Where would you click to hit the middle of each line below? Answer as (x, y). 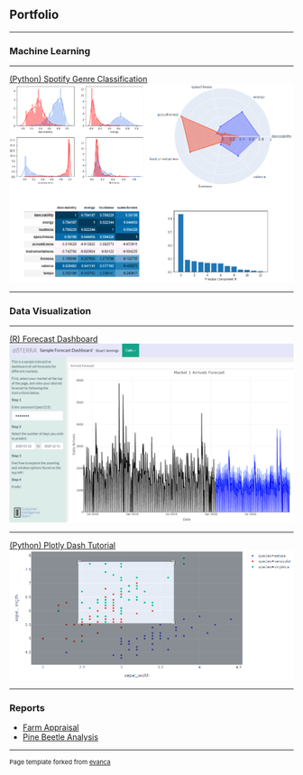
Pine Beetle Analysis (60, 737)
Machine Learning (50, 51)
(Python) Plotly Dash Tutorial (63, 546)
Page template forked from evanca (60, 761)
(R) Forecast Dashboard (54, 339)
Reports (27, 707)
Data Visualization (50, 310)
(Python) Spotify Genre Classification (78, 79)
